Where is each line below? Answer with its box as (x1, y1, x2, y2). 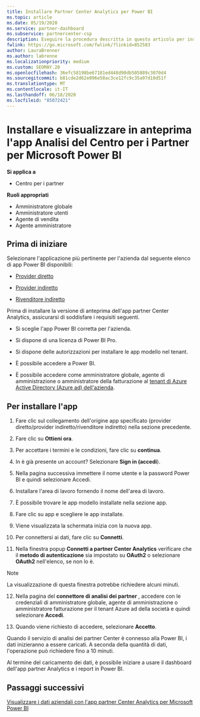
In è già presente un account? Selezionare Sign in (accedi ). (15, 458, 161, 465)
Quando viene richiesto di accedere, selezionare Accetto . (15, 623, 157, 631)
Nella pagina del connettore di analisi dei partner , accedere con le (15, 592, 181, 600)
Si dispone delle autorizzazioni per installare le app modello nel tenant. (15, 348, 189, 355)
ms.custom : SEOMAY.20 (7, 64, 61, 70)
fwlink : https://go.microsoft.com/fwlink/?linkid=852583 (7, 42, 151, 48)
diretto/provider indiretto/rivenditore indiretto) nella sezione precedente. (15, 424, 192, 431)
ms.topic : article (7, 14, 52, 20)
